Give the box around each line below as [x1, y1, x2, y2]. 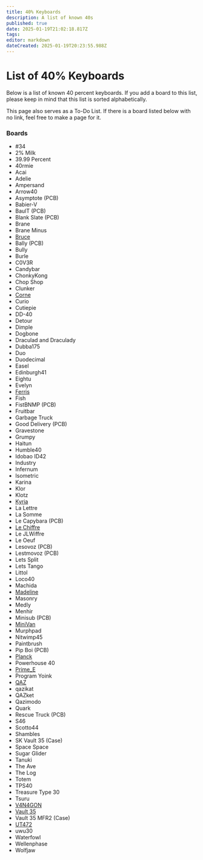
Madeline [15, 588, 39, 596]
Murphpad [15, 627, 42, 635]
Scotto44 [15, 724, 39, 731]
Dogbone [15, 330, 39, 337]
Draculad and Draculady [15, 337, 76, 344]
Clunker [15, 285, 35, 292]
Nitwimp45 [15, 633, 43, 641]
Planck [15, 653, 32, 660]
